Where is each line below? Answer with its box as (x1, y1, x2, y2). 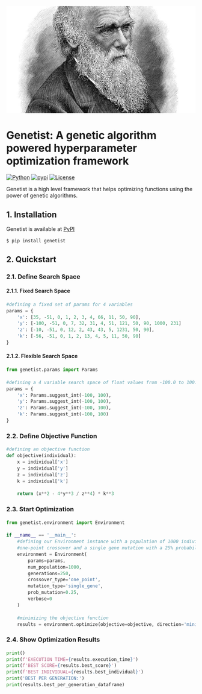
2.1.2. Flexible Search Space (6, 353, 78, 360)
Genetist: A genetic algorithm (6, 128, 157, 142)
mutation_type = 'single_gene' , (28, 583, 103, 589)
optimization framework (6, 154, 129, 168)
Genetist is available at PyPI (6, 226, 75, 233)
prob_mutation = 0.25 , (28, 590, 79, 596)
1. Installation (6, 209, 57, 219)
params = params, (28, 558, 66, 564)
